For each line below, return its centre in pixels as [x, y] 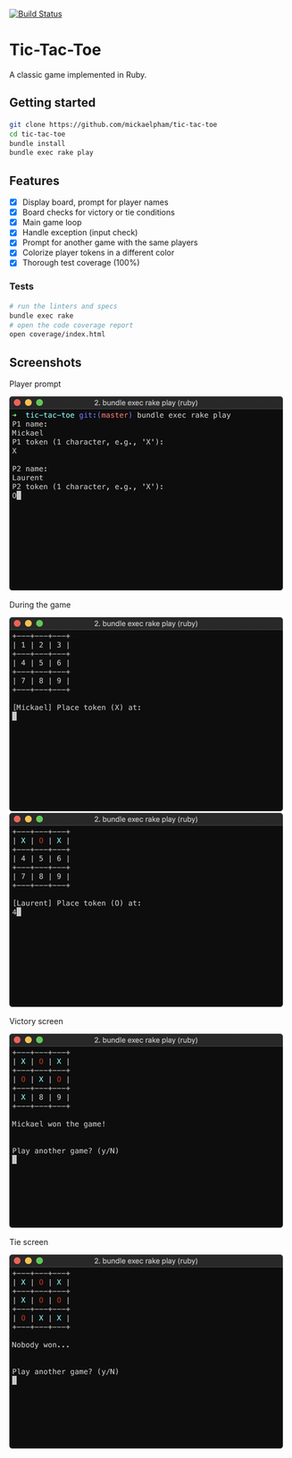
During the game [40, 605]
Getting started [53, 103]
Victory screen [37, 1021]
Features [34, 180]
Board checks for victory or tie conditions [99, 212]
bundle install [38, 143]
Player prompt [35, 384]
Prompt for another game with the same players [110, 242]
